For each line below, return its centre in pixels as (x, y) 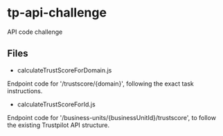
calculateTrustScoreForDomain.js (64, 70)
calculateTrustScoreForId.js (56, 104)
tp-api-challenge (57, 13)
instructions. (25, 90)
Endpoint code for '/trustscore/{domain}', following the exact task (100, 84)
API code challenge (35, 32)
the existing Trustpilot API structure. (58, 125)
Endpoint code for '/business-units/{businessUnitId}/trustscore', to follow (112, 117)
